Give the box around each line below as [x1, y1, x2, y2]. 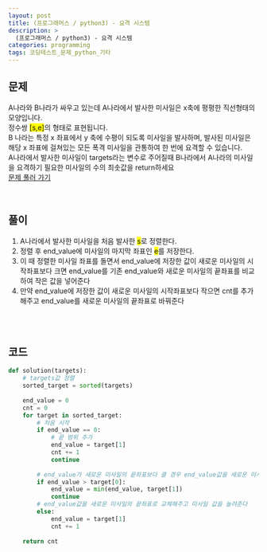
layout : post [8, 11, 52, 20]
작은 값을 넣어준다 [34, 276, 91, 285]
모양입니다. [8, 112, 43, 122]
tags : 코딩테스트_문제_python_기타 [8, 49, 111, 57]
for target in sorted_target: [22, 411, 123, 419]
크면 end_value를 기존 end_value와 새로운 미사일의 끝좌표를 [54, 266, 241, 276]
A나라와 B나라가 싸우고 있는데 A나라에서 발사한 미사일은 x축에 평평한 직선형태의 [8, 103, 256, 112]
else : [37, 507, 56, 516]
